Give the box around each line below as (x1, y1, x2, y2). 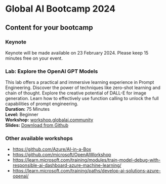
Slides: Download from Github (5, 122, 69, 128)
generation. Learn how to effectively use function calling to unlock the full (5, 96, 159, 102)
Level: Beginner (5, 112, 39, 118)
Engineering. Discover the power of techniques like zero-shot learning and (5, 84, 161, 91)
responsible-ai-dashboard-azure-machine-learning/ (12, 162, 121, 168)
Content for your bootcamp (5, 23, 93, 32)
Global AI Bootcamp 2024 (5, 3, 115, 15)
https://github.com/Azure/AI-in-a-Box (12, 146, 92, 152)
